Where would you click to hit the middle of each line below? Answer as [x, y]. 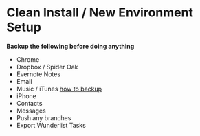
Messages [31, 111]
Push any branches [44, 117]
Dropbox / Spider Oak [47, 67]
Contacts [29, 103]
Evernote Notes [38, 74]
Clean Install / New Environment [100, 13]
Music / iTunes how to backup [59, 89]
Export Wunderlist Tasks [51, 125]
